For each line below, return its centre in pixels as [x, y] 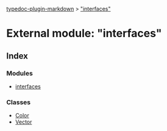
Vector [23, 122]
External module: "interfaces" [84, 34]
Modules [20, 73]
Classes [19, 102]
